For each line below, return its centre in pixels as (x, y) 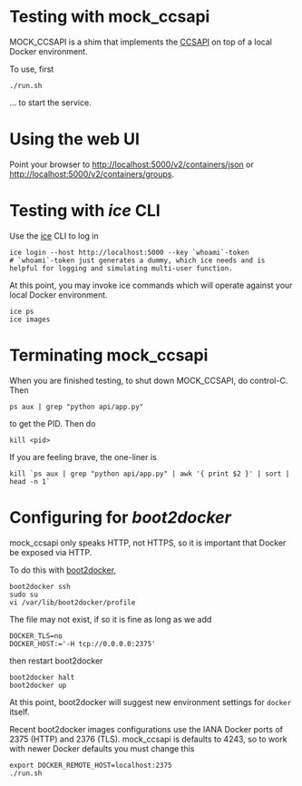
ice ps (22, 311)
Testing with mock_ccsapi (110, 17)
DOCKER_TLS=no (36, 636)
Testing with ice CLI (85, 211)
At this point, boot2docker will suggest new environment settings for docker (151, 702)
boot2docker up (38, 685)
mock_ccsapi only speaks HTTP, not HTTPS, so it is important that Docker (148, 543)
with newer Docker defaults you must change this (102, 748)
